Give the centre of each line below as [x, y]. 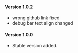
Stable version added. [35, 46]
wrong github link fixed [36, 18]
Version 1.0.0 [19, 34]
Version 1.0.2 [19, 7]
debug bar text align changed [42, 23]
